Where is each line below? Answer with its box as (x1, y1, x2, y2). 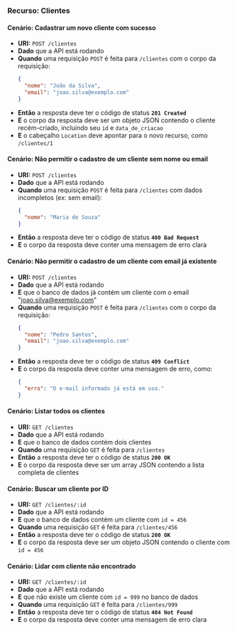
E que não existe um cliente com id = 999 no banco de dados (17, 593, 199, 601)
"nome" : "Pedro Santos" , (24, 331, 98, 338)
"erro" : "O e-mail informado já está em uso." (24, 385, 165, 393)
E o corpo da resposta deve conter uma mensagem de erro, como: (17, 365, 213, 373)
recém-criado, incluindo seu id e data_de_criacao (17, 123, 163, 132)
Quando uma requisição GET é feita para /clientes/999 (17, 600, 178, 609)
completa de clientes (17, 468, 79, 477)
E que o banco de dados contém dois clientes (17, 438, 152, 446)
